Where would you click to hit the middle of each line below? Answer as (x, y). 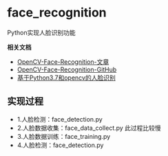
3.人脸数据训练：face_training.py (64, 136)
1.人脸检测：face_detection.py (60, 119)
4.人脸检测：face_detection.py (60, 145)
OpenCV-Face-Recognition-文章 (63, 62)
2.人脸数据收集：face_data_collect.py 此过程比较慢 (89, 128)
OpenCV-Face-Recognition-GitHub (67, 69)
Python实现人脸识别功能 (41, 32)
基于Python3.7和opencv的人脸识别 (66, 78)
